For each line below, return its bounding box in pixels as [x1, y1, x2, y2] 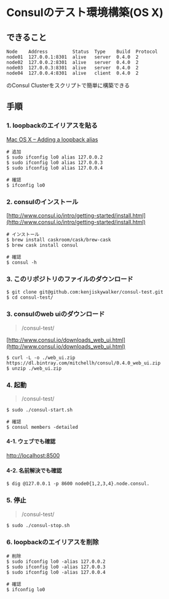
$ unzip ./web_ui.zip [6, 365, 62, 372]
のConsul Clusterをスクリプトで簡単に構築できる [6, 82, 130, 89]
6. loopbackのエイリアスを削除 [6, 538, 100, 546]
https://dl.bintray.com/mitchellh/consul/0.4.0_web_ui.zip [6, 360, 161, 366]
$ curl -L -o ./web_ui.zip [6, 354, 76, 361]
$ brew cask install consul [6, 242, 79, 248]
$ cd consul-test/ [6, 294, 53, 301]
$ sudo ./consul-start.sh [6, 407, 73, 413]
